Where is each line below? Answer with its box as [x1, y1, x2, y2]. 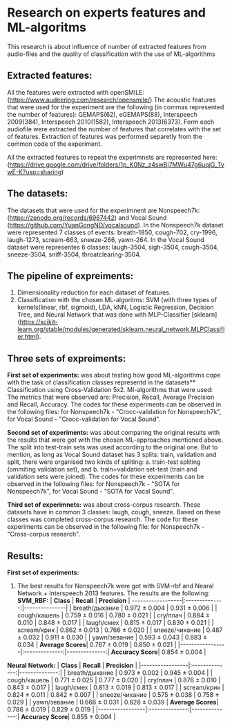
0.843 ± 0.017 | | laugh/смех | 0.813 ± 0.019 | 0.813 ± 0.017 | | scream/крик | [7, 683, 224, 691]
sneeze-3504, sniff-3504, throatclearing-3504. [7, 250, 142, 259]
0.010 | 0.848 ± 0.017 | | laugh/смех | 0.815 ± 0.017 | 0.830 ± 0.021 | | [17, 619, 214, 626]
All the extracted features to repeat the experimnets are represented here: [7, 153, 217, 161]
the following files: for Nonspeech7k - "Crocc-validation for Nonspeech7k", [7, 408, 222, 416]
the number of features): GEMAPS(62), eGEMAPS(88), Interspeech [7, 110, 198, 118]
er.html [17, 333, 37, 341]
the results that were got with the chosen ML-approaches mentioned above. [7, 436, 224, 444]
